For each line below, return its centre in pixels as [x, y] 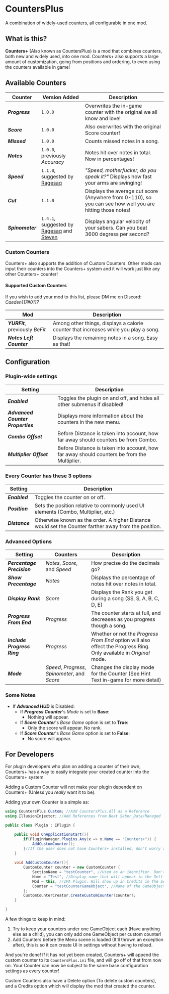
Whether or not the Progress [125, 634]
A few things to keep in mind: [35, 919]
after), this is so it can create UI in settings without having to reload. [82, 945]
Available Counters [36, 83]
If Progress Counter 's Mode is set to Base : [65, 711]
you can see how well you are [120, 204]
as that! [61, 344]
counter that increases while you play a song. [106, 330]
